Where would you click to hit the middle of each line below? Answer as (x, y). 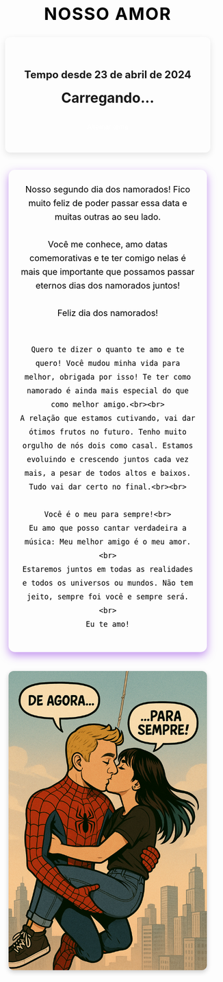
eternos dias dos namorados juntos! (108, 286)
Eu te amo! (108, 624)
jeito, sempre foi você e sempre (94, 597)
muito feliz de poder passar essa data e (108, 203)
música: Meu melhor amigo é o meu (95, 542)
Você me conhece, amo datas (108, 244)
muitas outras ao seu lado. (108, 217)
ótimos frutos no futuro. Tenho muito (108, 432)
